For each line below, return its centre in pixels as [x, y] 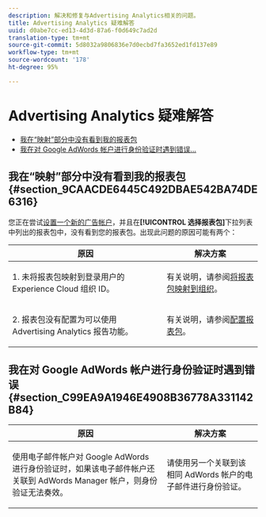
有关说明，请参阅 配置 [206, 320]
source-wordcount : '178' [49, 60]
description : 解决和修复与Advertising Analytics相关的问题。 [104, 15]
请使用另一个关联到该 [207, 463]
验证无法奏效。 [40, 492]
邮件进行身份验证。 [211, 487]
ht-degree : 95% [33, 67]
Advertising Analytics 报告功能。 [72, 331]
